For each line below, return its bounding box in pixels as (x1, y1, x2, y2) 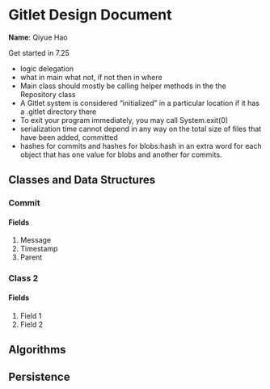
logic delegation (19, 63, 74, 74)
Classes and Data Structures (8, 173, 156, 187)
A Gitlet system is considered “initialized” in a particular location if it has (19, 98, 260, 108)
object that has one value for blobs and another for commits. (19, 150, 222, 159)
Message (19, 235, 51, 245)
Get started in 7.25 (8, 48, 70, 57)
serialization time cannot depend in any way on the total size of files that (19, 124, 262, 133)
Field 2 (19, 319, 44, 329)
